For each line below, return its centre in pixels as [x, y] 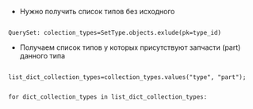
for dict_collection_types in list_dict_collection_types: [108, 97]
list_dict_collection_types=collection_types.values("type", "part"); [127, 77]
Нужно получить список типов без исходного [97, 11]
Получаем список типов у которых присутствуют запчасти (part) [130, 47]
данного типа [42, 56]
